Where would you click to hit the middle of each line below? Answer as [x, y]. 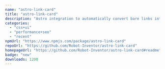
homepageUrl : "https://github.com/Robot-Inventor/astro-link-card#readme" [83, 50]
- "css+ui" [21, 28]
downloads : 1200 [22, 59]
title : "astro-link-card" [31, 14]
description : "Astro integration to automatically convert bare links [79, 18]
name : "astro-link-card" [30, 9]
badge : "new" [18, 55]
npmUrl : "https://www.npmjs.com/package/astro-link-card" [66, 41]
